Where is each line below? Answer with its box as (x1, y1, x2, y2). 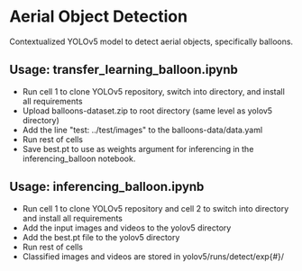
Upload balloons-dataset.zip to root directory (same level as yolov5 (22, 105, 273, 116)
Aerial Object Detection (9, 6, 188, 27)
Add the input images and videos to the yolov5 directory (22, 222, 232, 233)
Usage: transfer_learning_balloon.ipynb (9, 62, 239, 77)
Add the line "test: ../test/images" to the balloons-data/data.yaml (22, 124, 263, 135)
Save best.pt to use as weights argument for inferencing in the (22, 143, 254, 154)
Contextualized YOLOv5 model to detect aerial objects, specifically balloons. (9, 36, 294, 47)
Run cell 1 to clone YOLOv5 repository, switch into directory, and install (22, 86, 286, 96)
